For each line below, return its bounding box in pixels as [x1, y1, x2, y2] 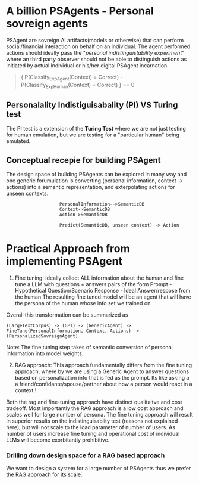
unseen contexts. [6, 190, 49, 197]
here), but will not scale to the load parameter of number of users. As [6, 424, 175, 431]
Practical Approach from [6, 242, 130, 256]
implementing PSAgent [6, 255, 123, 268]
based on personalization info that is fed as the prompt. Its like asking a [14, 374, 189, 381]
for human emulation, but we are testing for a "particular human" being [6, 131, 180, 138]
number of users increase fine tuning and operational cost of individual [6, 430, 180, 438]
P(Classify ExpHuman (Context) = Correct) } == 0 [20, 81, 135, 90]
